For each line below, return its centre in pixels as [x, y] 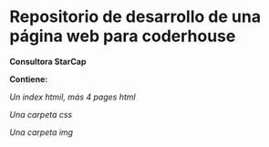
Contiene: [29, 79]
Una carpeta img [41, 132]
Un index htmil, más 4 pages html [72, 97]
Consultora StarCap [48, 61]
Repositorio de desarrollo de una [135, 17]
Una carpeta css [41, 114]
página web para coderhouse [123, 36]
